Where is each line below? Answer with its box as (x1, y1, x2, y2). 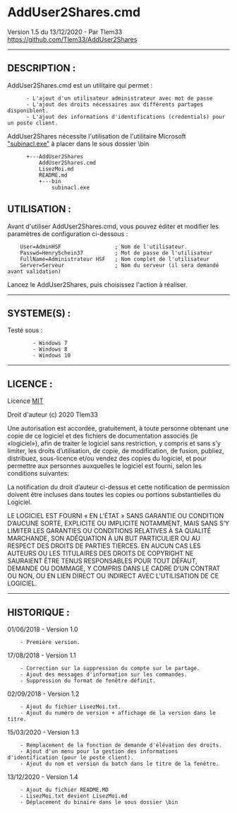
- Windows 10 (32, 352, 71, 359)
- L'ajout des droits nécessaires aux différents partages (25, 100, 203, 108)
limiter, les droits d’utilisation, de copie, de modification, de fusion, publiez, (7, 447, 224, 455)
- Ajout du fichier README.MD (20, 786, 109, 793)
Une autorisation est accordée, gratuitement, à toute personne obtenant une (7, 424, 229, 433)
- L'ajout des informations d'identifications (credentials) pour (25, 113, 226, 120)
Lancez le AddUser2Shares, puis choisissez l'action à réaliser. (7, 280, 188, 288)
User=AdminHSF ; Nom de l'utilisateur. (20, 243, 188, 250)
